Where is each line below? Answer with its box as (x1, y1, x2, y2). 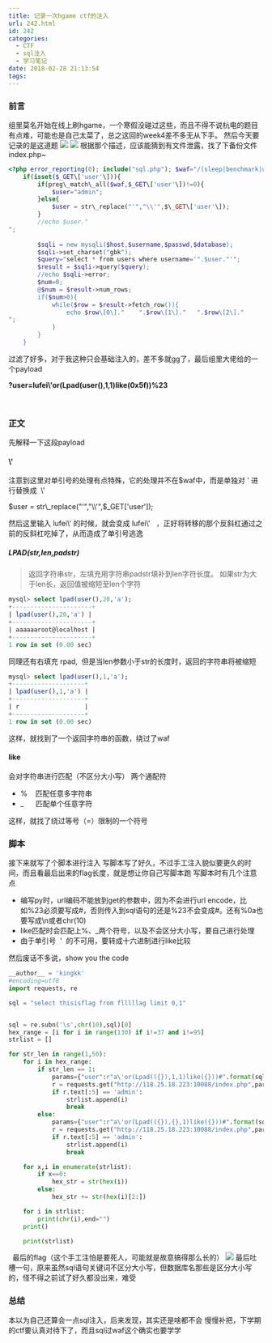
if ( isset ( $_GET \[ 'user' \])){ (23, 172, 121, 181)
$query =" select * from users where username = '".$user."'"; (37, 256, 241, 264)
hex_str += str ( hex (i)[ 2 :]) (51, 1193, 147, 1201)
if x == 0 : (37, 1171, 67, 1179)
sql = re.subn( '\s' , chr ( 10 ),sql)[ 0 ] (8, 1021, 132, 1029)
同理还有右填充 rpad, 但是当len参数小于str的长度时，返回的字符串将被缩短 (8, 657, 257, 666)
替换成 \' (15, 486, 46, 495)
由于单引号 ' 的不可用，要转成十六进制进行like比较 (19, 936, 192, 946)
